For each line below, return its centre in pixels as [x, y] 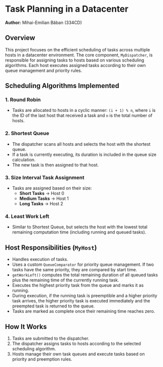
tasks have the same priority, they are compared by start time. [75, 270]
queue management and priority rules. [43, 70]
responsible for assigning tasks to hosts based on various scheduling [75, 60]
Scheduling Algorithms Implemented [62, 86]
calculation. [24, 159]
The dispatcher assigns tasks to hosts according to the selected [77, 344]
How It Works [26, 327]
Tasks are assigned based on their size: [52, 188]
